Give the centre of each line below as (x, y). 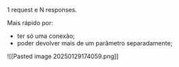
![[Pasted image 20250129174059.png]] (63, 56)
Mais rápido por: (30, 23)
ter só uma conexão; (46, 36)
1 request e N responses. (42, 10)
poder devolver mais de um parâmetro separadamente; (95, 43)
